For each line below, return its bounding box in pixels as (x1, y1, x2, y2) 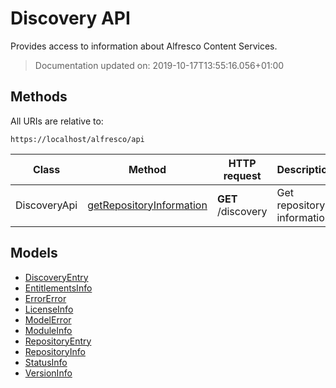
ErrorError (24, 292, 67, 304)
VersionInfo (24, 367, 73, 379)
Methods (10, 88, 68, 106)
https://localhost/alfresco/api (10, 134, 145, 144)
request (223, 168, 262, 182)
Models (10, 245, 58, 262)
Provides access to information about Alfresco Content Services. (10, 40, 278, 52)
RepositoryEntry (24, 335, 92, 347)
